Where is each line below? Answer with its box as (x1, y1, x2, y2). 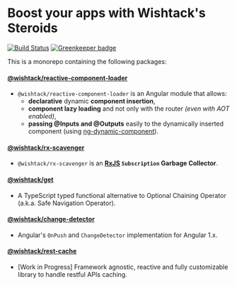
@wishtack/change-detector (7, 215, 96, 224)
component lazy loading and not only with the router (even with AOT (28, 104, 230, 113)
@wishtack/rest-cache (7, 247, 77, 255)
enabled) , (28, 112, 57, 121)
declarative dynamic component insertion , (28, 97, 156, 106)
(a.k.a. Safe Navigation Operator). (17, 199, 116, 207)
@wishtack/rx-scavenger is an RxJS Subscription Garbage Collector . (17, 159, 218, 167)
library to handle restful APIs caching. (17, 270, 127, 278)
